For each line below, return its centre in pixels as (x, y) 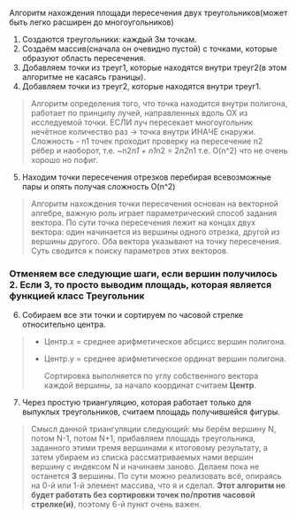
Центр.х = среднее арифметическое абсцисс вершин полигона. (165, 342)
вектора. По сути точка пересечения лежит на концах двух (143, 222)
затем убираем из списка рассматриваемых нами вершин (142, 457)
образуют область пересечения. (84, 58)
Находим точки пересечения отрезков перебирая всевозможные (146, 177)
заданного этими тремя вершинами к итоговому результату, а (149, 448)
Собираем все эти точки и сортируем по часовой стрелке (133, 315)
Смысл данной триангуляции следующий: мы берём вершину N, (153, 429)
